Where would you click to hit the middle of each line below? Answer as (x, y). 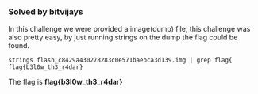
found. (19, 46)
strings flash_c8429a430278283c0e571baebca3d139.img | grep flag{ (120, 60)
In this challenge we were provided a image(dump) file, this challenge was (129, 29)
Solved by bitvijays (46, 12)
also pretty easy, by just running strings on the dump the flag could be (123, 37)
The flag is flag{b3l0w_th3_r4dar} (65, 82)
